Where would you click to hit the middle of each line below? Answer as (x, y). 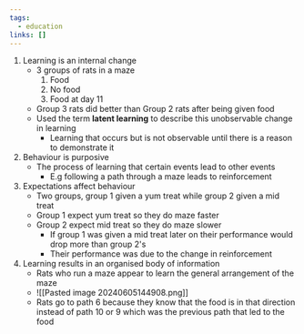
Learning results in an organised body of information (121, 264)
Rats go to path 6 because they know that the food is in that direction (166, 302)
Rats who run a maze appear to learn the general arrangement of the (165, 273)
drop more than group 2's (98, 244)
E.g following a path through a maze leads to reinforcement (161, 177)
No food (65, 90)
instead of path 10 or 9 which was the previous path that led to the (160, 312)
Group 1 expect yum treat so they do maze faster (128, 216)
